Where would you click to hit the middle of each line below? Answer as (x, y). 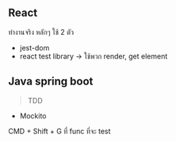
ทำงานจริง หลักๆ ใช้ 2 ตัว (41, 32)
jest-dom (34, 47)
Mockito (33, 116)
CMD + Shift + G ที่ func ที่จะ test (59, 131)
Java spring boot (51, 82)
